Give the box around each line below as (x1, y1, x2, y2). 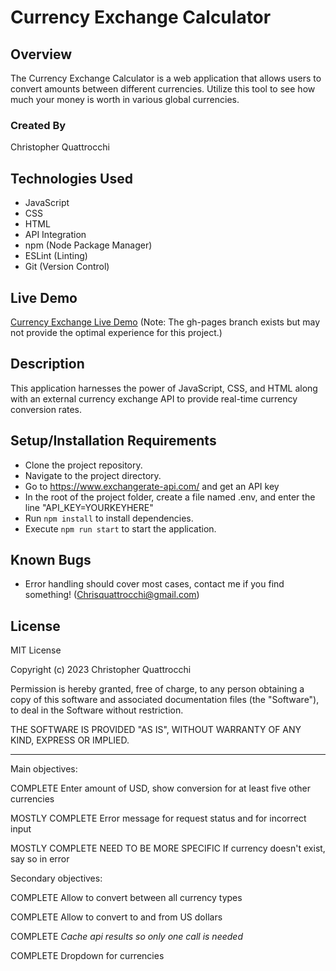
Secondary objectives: (10, 872, 103, 885)
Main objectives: (10, 763, 78, 775)
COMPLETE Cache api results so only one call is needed (10, 931, 243, 943)
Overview (10, 46, 73, 63)
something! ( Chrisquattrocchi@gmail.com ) (24, 589, 200, 601)
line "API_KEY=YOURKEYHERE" (24, 501, 154, 513)
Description (10, 356, 85, 373)
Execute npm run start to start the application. (24, 522, 217, 535)
